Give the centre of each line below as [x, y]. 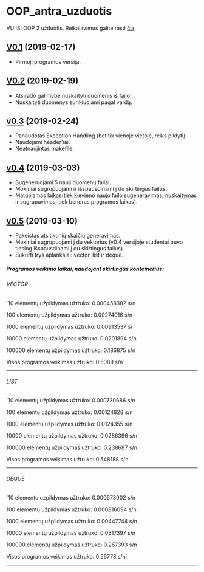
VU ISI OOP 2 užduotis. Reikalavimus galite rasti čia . [71, 28]
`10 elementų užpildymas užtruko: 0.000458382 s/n [71, 303]
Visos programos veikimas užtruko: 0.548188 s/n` [68, 459]
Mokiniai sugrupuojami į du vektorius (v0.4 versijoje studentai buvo [99, 242]
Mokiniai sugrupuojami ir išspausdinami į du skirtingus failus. [91, 189]
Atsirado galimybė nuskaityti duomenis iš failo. [73, 95]
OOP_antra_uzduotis [59, 11]
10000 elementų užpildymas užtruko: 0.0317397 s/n [71, 532]
